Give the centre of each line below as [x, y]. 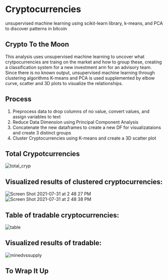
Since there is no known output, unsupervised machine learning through [80, 73]
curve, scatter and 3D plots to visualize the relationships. [64, 83]
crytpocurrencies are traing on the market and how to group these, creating [83, 62]
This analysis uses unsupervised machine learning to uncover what [75, 56]
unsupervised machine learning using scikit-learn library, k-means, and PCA [84, 23]
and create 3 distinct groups [42, 132]
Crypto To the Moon [37, 45]
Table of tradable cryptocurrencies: [62, 215]
